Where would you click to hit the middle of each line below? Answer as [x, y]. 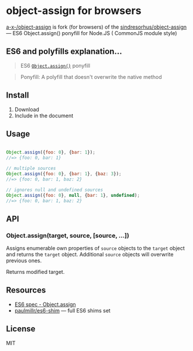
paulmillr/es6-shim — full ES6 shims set [63, 310]
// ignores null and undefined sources [55, 190]
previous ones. [24, 260]
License [21, 329]
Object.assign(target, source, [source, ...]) [68, 235]
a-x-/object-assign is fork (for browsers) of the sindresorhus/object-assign [96, 27]
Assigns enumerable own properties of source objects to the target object [96, 248]
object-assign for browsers [74, 11]
